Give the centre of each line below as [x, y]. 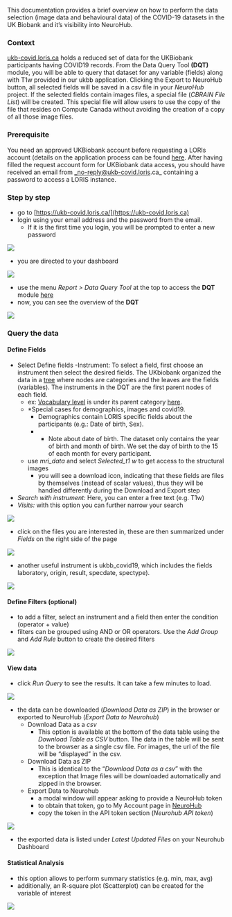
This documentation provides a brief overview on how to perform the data [113, 10]
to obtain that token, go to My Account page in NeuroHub [120, 806]
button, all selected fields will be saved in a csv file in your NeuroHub [106, 87]
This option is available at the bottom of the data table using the [129, 732]
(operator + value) [43, 624]
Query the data [33, 333]
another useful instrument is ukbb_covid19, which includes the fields [115, 565]
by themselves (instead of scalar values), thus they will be [121, 483]
